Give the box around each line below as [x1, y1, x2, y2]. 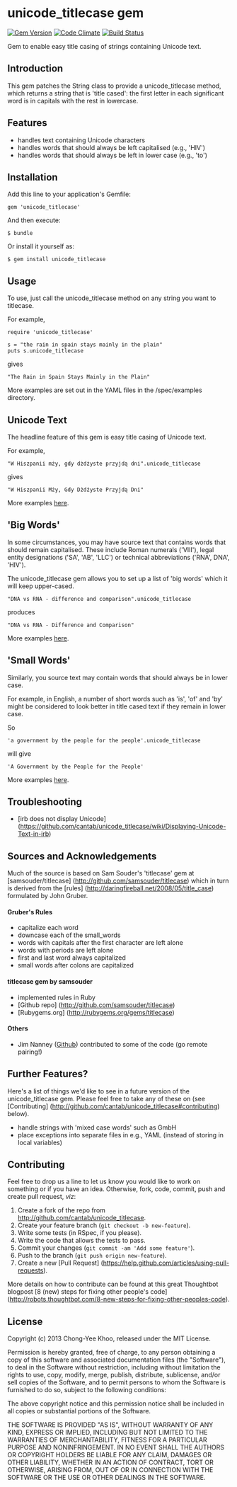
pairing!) [17, 1047, 42, 1056]
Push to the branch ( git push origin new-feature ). [17, 1251, 168, 1260]
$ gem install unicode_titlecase [7, 256, 106, 263]
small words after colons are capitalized [17, 961, 134, 970]
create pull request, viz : [7, 1193, 76, 1201]
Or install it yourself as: [7, 242, 74, 251]
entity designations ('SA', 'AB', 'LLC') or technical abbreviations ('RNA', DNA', [7, 553, 230, 561]
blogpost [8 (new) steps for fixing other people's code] [7, 1287, 168, 1296]
